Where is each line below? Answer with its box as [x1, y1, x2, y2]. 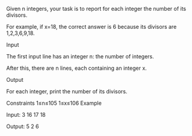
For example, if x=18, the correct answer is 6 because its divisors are [6, 23, 177, 30]
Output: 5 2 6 [6, 123, 39, 130]
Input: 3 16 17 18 [6, 111, 46, 118]
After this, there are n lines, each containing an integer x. [6, 64, 147, 72]
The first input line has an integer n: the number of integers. [6, 53, 155, 60]
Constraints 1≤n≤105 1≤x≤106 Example [6, 99, 102, 107]
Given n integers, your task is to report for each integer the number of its [6, 5, 187, 12]
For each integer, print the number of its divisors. [6, 88, 128, 95]
